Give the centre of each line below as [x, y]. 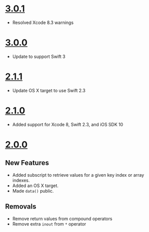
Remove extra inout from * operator [49, 224]
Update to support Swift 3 [39, 56]
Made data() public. [33, 191]
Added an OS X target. [35, 186]
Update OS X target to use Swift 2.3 [49, 90]
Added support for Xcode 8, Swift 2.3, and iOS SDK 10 [68, 124]
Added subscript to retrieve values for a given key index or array [78, 175]
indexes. [21, 180]
